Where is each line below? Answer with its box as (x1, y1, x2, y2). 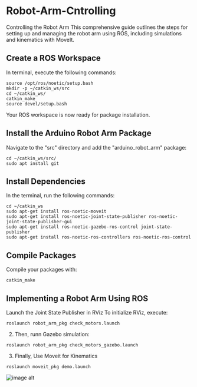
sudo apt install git (6, 160, 60, 166)
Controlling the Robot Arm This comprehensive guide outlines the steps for (6, 24, 188, 31)
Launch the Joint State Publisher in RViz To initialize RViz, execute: (6, 309, 168, 316)
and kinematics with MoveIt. (6, 36, 75, 43)
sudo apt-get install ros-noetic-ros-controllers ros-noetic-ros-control (6, 234, 192, 240)
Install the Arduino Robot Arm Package (6, 128, 152, 138)
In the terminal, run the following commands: (6, 192, 115, 199)
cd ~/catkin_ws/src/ (6, 155, 57, 161)
